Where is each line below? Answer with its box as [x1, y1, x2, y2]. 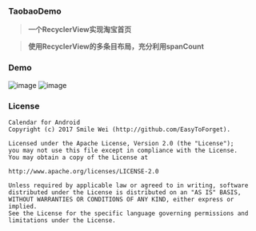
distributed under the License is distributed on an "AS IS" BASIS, [8, 188, 242, 197]
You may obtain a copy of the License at [8, 153, 149, 161]
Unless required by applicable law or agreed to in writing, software [8, 181, 249, 189]
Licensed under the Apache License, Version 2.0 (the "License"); [8, 139, 234, 147]
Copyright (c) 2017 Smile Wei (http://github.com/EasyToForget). [8, 125, 230, 133]
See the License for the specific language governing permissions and [8, 209, 249, 217]
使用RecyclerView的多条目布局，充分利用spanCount [27, 42, 204, 51]
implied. [8, 202, 38, 210]
